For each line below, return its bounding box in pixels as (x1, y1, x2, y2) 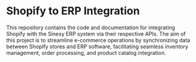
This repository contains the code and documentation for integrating (6, 24, 176, 31)
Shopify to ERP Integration (6, 4, 140, 18)
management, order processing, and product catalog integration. (6, 49, 167, 56)
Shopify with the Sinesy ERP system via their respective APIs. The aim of (6, 30, 186, 37)
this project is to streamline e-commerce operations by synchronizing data (6, 36, 191, 44)
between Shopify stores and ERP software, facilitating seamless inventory (6, 43, 189, 50)
